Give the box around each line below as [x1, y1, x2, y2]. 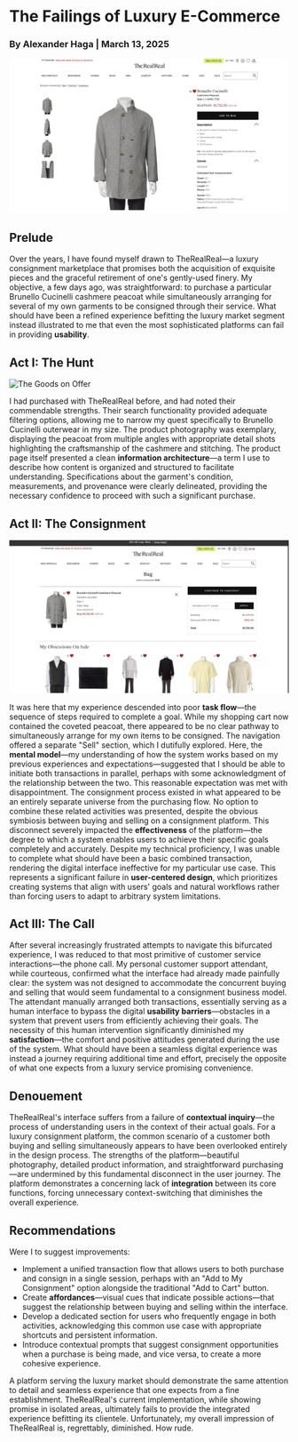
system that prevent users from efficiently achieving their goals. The [9, 1015, 259, 1026]
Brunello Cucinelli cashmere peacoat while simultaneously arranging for [9, 292, 272, 302]
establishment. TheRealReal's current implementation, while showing [9, 1394, 262, 1406]
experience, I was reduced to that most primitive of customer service [9, 949, 262, 960]
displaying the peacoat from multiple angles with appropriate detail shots [9, 434, 276, 445]
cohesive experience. [21, 1358, 101, 1369]
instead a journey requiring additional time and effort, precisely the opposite [9, 1053, 286, 1064]
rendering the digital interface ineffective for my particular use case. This [9, 862, 277, 873]
